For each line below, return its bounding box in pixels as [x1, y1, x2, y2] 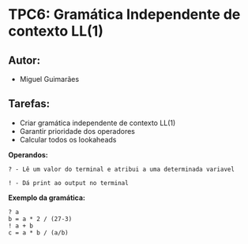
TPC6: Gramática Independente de [8, 6, 241, 24]
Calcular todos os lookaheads [19, 135, 117, 144]
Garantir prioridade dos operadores [19, 126, 136, 135]
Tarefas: [8, 97, 51, 111]
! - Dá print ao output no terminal [8, 179, 129, 187]
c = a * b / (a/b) [8, 228, 69, 237]
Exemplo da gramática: [8, 193, 85, 202]
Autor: [8, 54, 41, 67]
